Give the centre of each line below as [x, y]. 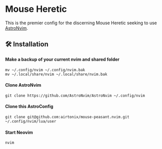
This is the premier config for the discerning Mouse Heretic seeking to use [81, 23]
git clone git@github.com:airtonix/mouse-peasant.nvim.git [67, 117]
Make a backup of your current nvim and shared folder [62, 59]
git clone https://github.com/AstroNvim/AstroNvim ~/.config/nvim [75, 96]
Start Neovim [19, 132]
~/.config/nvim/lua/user [31, 121]
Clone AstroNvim [23, 85]
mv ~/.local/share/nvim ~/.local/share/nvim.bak [56, 74]
